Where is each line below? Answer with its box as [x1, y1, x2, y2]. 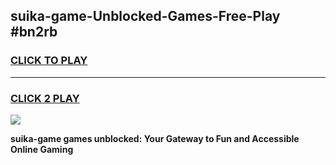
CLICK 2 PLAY [10, 91, 80, 105]
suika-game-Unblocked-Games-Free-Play [10, 8, 281, 25]
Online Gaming [10, 143, 74, 155]
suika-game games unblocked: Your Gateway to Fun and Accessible [10, 132, 300, 144]
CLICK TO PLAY [10, 54, 88, 68]
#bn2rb [10, 24, 58, 41]
